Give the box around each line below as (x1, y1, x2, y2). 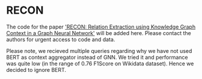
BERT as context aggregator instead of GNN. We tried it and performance (6, 53, 188, 61)
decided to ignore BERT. (6, 66, 67, 73)
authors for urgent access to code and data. (6, 36, 115, 43)
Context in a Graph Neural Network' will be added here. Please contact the (6, 29, 191, 36)
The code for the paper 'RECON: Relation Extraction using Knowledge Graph (6, 23, 196, 30)
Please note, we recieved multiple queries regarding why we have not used (6, 47, 192, 54)
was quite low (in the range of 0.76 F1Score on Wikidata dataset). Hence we (6, 60, 194, 67)
